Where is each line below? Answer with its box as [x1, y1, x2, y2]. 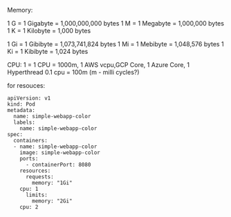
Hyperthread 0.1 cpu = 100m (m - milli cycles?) [7, 68, 140, 76]
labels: [13, 119, 36, 126]
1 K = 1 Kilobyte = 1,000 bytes [7, 27, 91, 35]
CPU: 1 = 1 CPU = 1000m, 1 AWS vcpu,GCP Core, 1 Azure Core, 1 [7, 61, 190, 68]
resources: [19, 167, 51, 174]
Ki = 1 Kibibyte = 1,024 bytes [7, 48, 89, 55]
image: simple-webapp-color [19, 149, 100, 156]
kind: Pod [7, 101, 36, 108]
